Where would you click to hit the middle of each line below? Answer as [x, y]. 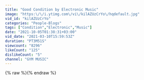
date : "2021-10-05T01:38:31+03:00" [41, 32]
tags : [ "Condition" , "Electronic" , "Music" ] [48, 28]
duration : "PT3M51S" [26, 41]
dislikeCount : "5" [24, 55]
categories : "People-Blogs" [33, 23]
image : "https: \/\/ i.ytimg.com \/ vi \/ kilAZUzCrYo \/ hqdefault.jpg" [72, 14]
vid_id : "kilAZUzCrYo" [28, 18]
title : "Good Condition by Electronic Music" [52, 9]
